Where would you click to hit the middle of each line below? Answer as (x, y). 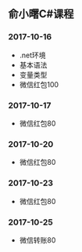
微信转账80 (37, 240)
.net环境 (32, 55)
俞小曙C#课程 (41, 14)
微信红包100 (39, 84)
